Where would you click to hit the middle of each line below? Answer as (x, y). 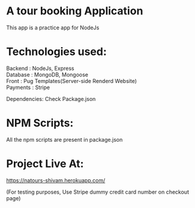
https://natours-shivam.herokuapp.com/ (56, 180)
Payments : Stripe (28, 87)
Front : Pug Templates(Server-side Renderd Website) (71, 81)
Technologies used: (56, 52)
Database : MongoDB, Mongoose (47, 74)
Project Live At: (45, 164)
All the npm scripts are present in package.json (64, 139)
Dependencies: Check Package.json (51, 99)
